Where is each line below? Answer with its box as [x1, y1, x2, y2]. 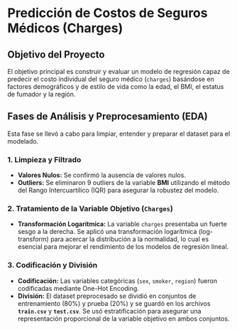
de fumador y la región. [7, 90, 76, 98]
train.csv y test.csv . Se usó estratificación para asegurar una [17, 307, 202, 315]
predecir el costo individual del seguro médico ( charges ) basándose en [7, 75, 214, 83]
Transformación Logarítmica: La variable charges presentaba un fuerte [17, 220, 227, 228]
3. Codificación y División [7, 260, 98, 270]
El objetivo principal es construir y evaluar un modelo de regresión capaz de [7, 68, 231, 75]
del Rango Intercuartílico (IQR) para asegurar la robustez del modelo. [17, 186, 219, 195]
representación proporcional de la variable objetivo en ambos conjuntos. [17, 314, 230, 323]
